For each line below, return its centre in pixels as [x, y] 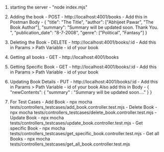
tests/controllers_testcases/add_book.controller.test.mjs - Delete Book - [83, 107]
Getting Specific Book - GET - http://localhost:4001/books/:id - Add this [83, 67]
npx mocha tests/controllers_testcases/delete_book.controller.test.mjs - [83, 112]
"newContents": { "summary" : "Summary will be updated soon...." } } [81, 92]
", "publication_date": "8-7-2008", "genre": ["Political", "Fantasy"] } [79, 33]
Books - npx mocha [30, 139]
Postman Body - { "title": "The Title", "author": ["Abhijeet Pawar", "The [82, 22]
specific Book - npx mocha [38, 128]
